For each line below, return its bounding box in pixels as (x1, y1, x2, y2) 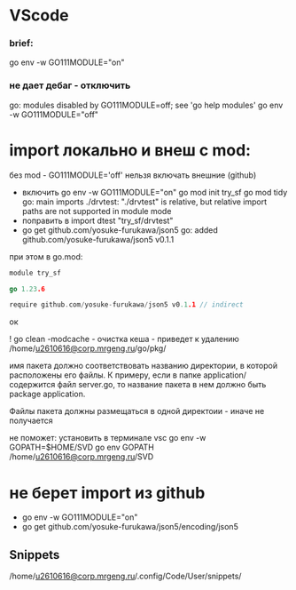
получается (9, 415, 53, 427)
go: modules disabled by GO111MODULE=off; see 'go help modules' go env (9, 100, 284, 110)
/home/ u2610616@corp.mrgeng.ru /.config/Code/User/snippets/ (9, 570, 242, 582)
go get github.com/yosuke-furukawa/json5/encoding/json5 (21, 522, 239, 532)
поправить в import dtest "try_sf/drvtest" (21, 215, 174, 226)
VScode (9, 5, 69, 26)
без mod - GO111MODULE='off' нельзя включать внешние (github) (9, 170, 257, 180)
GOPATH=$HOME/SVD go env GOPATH (9, 442, 155, 453)
